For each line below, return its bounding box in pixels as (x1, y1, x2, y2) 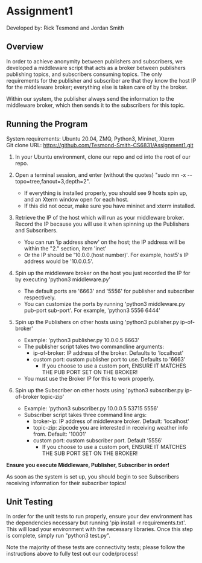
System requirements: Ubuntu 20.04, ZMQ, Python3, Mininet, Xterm (6, 135, 175, 142)
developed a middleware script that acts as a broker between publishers (6, 64, 186, 71)
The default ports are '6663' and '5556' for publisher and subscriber (24, 287, 195, 294)
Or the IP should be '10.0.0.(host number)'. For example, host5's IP (24, 251, 189, 258)
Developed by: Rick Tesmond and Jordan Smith (6, 24, 125, 31)
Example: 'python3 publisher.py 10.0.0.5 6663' (24, 336, 140, 343)
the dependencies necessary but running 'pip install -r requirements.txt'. (6, 519, 186, 526)
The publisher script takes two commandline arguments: (24, 343, 165, 350)
